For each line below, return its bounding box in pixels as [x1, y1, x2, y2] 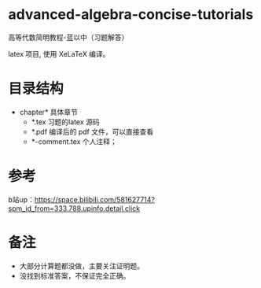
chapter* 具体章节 [19, 107, 79, 116]
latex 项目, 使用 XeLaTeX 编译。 [8, 49, 110, 58]
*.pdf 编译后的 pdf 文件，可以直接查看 [31, 127, 154, 136]
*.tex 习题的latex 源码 [31, 116, 100, 127]
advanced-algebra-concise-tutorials [8, 6, 254, 24]
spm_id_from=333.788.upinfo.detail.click [8, 203, 141, 213]
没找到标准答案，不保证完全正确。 [19, 271, 130, 280]
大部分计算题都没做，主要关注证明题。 [19, 261, 144, 271]
